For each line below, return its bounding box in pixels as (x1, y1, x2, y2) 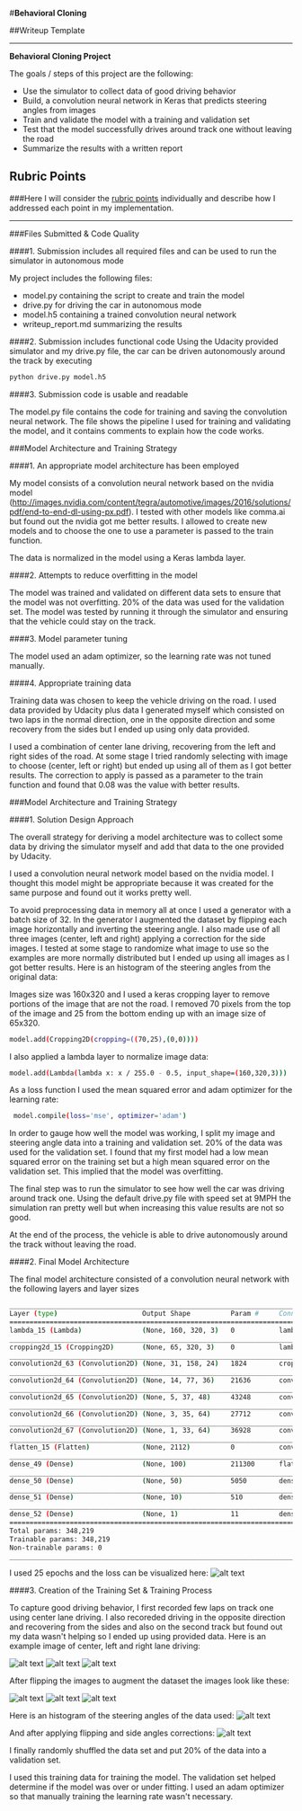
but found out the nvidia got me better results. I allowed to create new (9, 516, 268, 527)
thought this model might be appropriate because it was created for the (9, 877, 274, 888)
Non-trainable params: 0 (9, 1543, 102, 1552)
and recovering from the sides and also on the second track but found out (9, 1621, 283, 1632)
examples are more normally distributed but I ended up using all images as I (9, 952, 289, 963)
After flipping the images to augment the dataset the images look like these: (9, 1675, 289, 1686)
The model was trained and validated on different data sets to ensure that (9, 587, 281, 598)
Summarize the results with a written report (22, 143, 183, 154)
